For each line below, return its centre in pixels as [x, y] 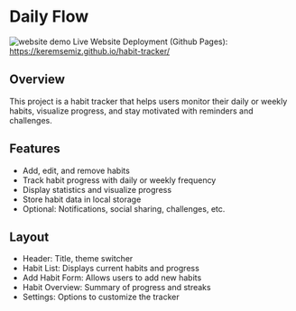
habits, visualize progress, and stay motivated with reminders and [131, 111]
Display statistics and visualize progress [97, 189]
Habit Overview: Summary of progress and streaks [116, 288]
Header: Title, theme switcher [78, 259]
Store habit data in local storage [82, 199]
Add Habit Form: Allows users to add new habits [112, 278]
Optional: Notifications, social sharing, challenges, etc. [124, 208]
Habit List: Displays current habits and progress [111, 269]
